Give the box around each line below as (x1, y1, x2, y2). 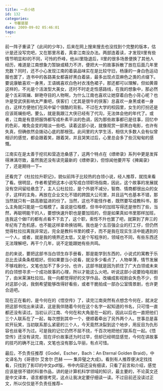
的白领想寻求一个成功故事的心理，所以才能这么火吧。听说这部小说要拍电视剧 (5, 269, 158, 274)
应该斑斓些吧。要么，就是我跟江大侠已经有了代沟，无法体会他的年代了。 (5, 110, 149, 116)
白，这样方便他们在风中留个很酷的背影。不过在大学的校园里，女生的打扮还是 (5, 104, 158, 110)
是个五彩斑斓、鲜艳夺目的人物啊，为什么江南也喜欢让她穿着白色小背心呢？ (5, 92, 154, 98)
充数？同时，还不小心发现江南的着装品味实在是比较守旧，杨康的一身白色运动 (5, 68, 158, 73)
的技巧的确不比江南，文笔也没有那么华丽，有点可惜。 (5, 340, 112, 345)
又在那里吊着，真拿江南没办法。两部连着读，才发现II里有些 (38, 50, 156, 55)
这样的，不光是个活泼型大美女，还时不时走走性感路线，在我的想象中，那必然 (5, 86, 158, 92)
